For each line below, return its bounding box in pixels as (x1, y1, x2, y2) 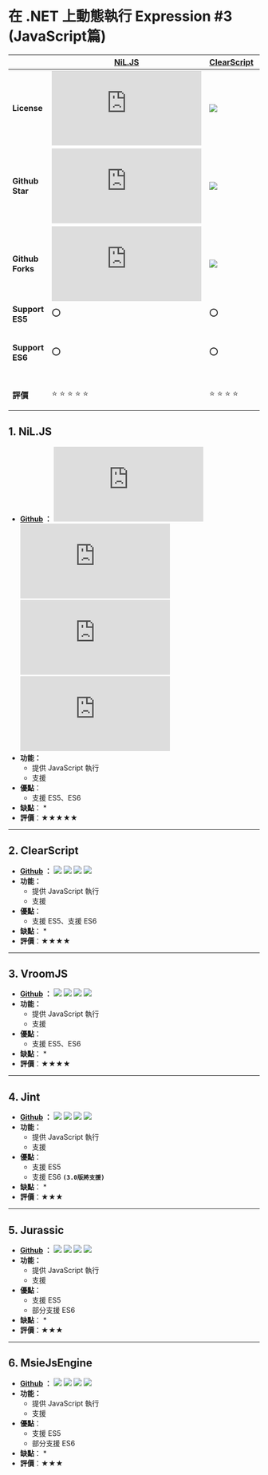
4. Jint (8, 1090, 41, 1104)
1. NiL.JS (8, 425, 53, 439)
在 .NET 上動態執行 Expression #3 (8, 7, 233, 26)
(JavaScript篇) (8, 27, 106, 45)
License (12, 102, 43, 113)
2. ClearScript (8, 844, 79, 858)
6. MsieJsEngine (8, 1356, 93, 1370)
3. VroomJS (8, 967, 68, 980)
